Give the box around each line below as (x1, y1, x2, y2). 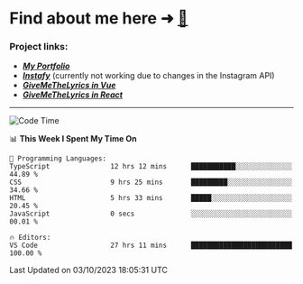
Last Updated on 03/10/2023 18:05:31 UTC (9, 265, 169, 276)
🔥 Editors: (9, 234, 51, 243)
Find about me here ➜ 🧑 (9, 8, 188, 29)
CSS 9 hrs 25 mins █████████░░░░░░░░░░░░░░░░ (9, 178, 293, 188)
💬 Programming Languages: (9, 154, 106, 163)
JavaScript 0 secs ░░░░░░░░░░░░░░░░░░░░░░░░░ (9, 209, 293, 219)
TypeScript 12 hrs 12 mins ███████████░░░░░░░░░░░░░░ (9, 162, 293, 171)
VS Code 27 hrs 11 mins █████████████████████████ (9, 241, 293, 251)
